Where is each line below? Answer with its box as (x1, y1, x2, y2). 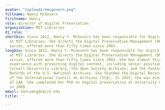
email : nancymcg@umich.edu (5, 89, 60, 94)
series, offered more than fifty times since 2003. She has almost (9, 57, 151, 62)
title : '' (5, 93, 26, 98)
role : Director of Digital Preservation (5, 21, 89, 26)
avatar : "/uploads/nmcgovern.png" (5, 7, 76, 12)
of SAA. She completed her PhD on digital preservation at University (9, 80, 157, 85)
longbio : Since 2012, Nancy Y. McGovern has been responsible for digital (5, 48, 162, 53)
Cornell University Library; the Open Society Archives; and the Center (9, 66, 162, 71)
